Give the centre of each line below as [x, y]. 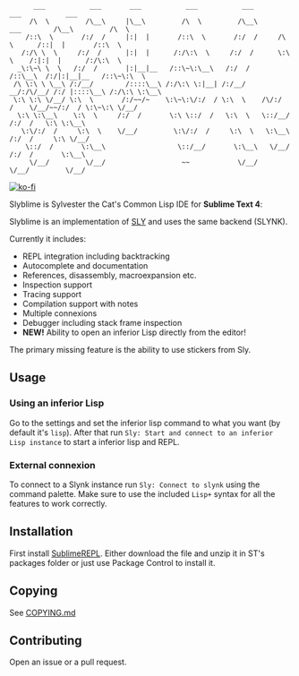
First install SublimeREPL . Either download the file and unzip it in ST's [137, 553]
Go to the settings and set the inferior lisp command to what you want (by [145, 423]
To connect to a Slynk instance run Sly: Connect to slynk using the [135, 484]
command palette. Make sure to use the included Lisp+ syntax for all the [142, 493]
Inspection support [57, 285]
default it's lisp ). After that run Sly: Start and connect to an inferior [141, 432]
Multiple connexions [60, 313]
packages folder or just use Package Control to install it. [112, 562]
